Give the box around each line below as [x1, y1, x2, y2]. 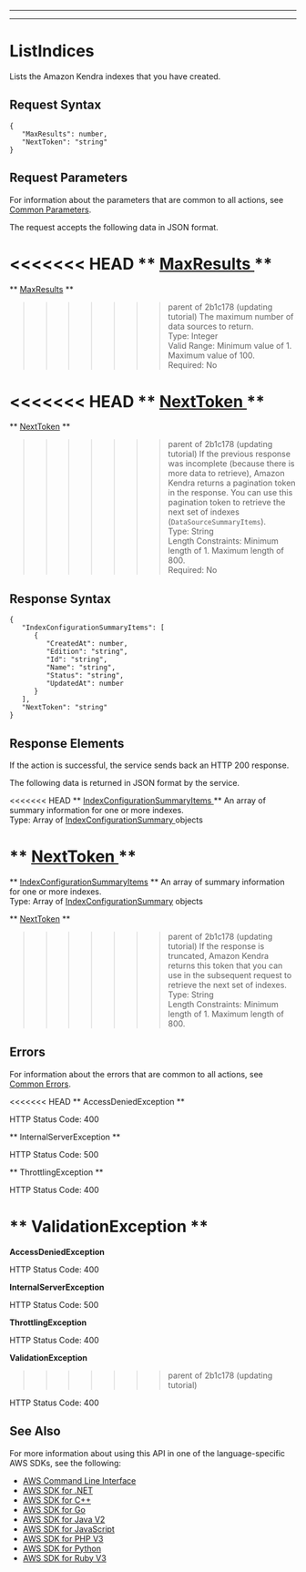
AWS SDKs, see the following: [9, 1457, 121, 1468]
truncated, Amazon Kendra [168, 951, 270, 961]
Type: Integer [168, 330, 219, 342]
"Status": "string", [46, 671, 125, 680]
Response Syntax [9, 591, 111, 607]
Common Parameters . [9, 204, 92, 215]
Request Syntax [9, 97, 102, 113]
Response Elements [9, 735, 125, 751]
